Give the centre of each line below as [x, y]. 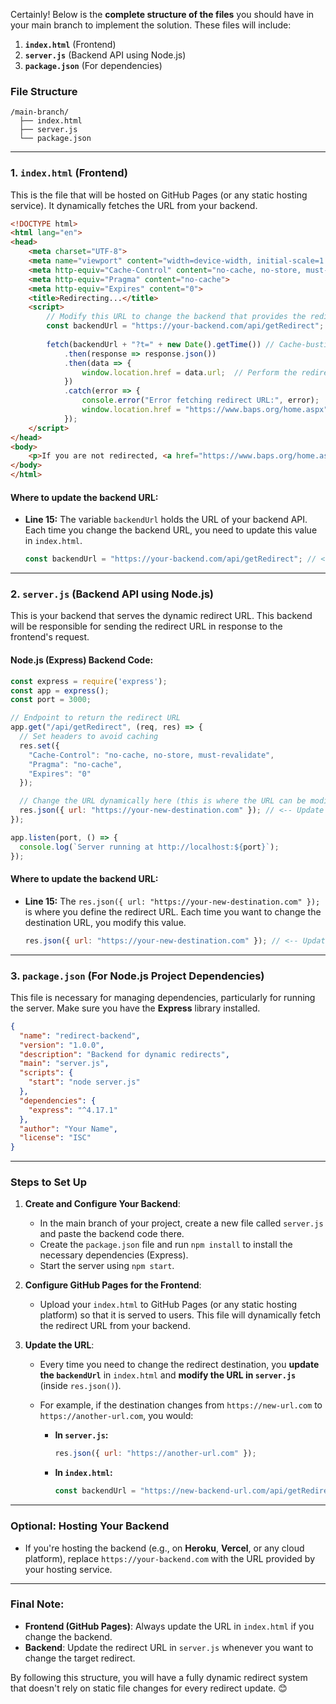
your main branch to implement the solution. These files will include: [151, 25]
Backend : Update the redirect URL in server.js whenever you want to [169, 1647]
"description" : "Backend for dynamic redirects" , [124, 1054]
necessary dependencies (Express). [114, 1255]
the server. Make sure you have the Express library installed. [135, 1008]
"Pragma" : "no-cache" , [75, 764]
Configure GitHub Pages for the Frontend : [113, 1285]
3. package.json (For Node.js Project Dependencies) [137, 976]
